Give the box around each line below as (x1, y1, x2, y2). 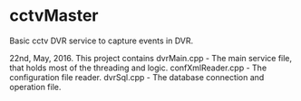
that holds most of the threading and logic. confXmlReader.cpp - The (9, 62, 267, 73)
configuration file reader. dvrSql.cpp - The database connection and (9, 71, 265, 82)
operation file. (9, 81, 62, 92)
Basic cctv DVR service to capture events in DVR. (9, 35, 193, 46)
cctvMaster (9, 5, 99, 26)
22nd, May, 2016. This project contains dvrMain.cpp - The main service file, (9, 52, 293, 63)
